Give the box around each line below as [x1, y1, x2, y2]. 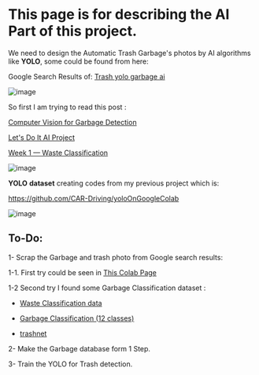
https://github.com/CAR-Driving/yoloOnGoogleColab [8, 193, 179, 203]
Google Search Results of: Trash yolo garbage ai [8, 72, 165, 81]
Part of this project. [8, 22, 138, 40]
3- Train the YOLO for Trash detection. [8, 359, 133, 369]
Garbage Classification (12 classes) [19, 313, 135, 323]
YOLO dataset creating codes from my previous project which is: [8, 178, 220, 188]
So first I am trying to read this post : [8, 102, 127, 112]
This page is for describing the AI [8, 6, 230, 24]
